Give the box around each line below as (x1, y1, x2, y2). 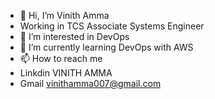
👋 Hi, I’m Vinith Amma (19, 10, 110, 21)
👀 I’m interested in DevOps (19, 31, 130, 42)
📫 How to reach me (19, 53, 103, 64)
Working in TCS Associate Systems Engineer (19, 20, 205, 32)
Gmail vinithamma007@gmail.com (19, 78, 162, 89)
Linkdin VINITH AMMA (19, 67, 113, 79)
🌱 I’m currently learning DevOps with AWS (19, 41, 194, 53)
